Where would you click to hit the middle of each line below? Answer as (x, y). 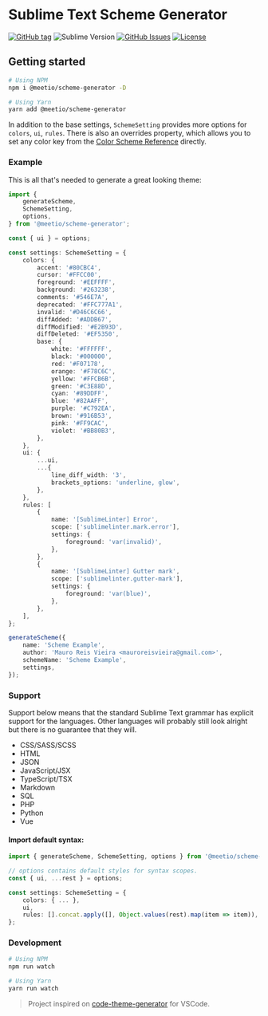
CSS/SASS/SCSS (48, 745)
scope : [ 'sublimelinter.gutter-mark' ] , (117, 579)
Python (32, 813)
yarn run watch (33, 989)
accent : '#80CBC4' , (69, 268)
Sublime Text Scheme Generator (118, 15)
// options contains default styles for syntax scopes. (103, 871)
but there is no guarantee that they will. (73, 729)
